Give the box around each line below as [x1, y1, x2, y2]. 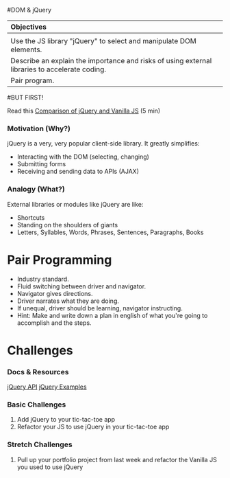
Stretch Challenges [7, 440, 73, 449]
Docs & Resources [7, 367, 69, 376]
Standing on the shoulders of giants [16, 220, 118, 229]
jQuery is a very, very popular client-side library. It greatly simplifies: [7, 139, 200, 148]
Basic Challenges [7, 400, 66, 409]
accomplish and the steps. [16, 319, 92, 327]
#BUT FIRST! [7, 93, 44, 102]
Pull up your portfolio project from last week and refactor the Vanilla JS [16, 455, 217, 464]
